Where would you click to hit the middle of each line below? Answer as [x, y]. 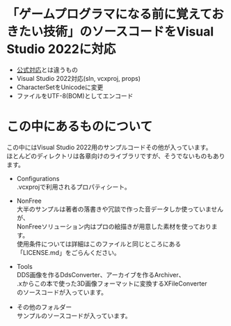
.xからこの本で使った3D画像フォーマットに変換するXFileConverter [112, 284]
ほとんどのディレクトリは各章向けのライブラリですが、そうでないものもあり [116, 156]
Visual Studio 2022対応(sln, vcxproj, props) [78, 78]
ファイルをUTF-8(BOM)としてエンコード [75, 95]
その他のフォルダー [44, 306]
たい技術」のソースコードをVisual [117, 32]
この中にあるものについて [80, 127]
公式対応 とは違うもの [47, 70]
